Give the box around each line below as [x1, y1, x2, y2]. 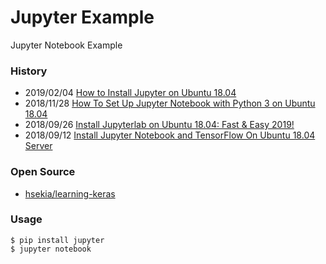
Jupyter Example [10, 6, 155, 29]
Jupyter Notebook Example [10, 39, 123, 51]
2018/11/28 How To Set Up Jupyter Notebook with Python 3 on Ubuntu [24, 97, 316, 110]
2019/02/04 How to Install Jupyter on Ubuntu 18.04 [24, 87, 237, 99]
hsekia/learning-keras [24, 187, 116, 200]
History [10, 64, 48, 78]
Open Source [10, 165, 76, 179]
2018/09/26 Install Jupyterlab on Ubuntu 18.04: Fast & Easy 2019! [24, 119, 295, 131]
